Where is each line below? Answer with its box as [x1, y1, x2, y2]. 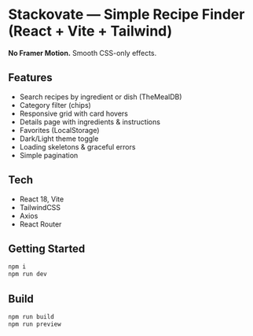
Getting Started [8, 242, 86, 255]
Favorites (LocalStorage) [19, 125, 100, 135]
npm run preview [8, 320, 61, 328]
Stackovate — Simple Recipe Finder [8, 6, 245, 24]
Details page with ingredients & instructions [19, 116, 161, 127]
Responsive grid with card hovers [19, 109, 128, 118]
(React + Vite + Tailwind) [8, 22, 173, 40]
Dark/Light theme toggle [19, 134, 99, 143]
